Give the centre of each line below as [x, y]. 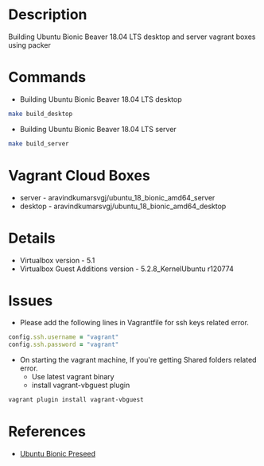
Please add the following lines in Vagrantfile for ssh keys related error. [134, 323]
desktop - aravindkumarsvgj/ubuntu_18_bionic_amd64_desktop [123, 206]
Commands [47, 78]
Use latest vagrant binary [73, 377]
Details [32, 238]
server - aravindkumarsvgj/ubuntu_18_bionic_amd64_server [117, 197]
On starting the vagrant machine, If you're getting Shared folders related [138, 360]
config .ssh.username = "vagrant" [64, 337]
